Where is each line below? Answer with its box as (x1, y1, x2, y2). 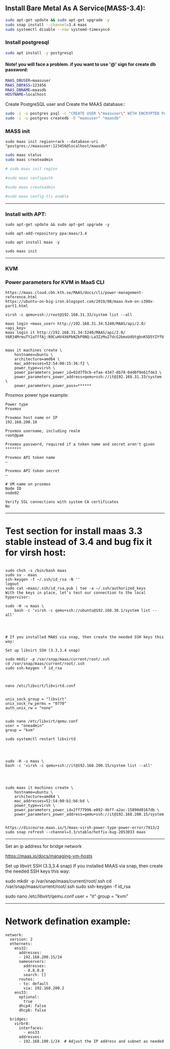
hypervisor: (5, 595, 30, 600)
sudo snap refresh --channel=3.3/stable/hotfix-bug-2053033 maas (5, 830, 146, 835)
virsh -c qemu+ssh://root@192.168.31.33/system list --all (5, 313, 133, 318)
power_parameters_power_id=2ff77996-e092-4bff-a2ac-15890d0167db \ (14, 807, 159, 812)
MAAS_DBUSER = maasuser (5, 78, 51, 83)
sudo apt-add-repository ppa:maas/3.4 (5, 230, 87, 236)
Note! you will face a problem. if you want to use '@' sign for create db (5, 61, 156, 67)
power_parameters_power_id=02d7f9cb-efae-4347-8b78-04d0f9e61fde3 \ (14, 370, 162, 375)
